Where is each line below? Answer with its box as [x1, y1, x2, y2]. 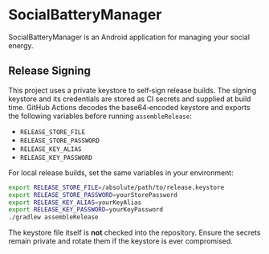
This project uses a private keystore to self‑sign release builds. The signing [8, 85, 257, 95]
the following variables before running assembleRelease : [8, 111, 193, 121]
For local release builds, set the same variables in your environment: [8, 167, 234, 178]
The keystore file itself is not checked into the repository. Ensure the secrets [8, 227, 261, 238]
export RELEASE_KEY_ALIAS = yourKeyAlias [8, 199, 142, 207]
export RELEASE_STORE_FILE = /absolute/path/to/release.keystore [8, 183, 225, 191]
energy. [8, 40, 34, 50]
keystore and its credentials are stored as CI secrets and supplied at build [8, 94, 251, 104]
